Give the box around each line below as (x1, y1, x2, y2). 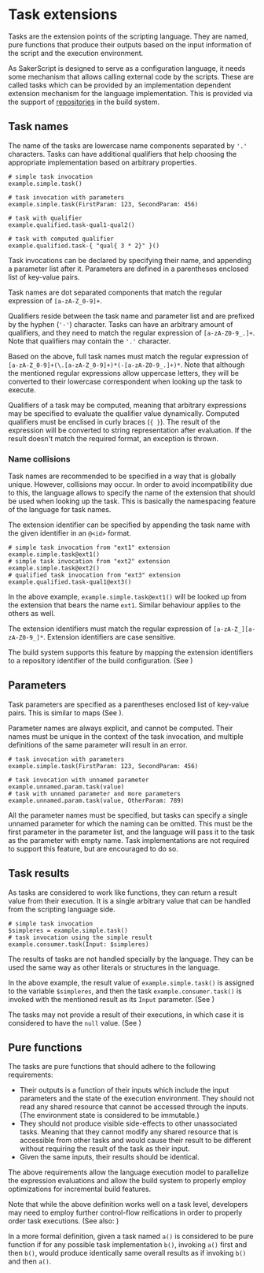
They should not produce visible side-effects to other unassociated (19, 1119, 238, 1128)
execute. (8, 384, 37, 395)
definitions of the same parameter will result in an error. (8, 740, 188, 749)
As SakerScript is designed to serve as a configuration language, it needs (8, 63, 246, 72)
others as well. (8, 609, 56, 618)
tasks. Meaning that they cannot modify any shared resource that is (19, 1127, 239, 1137)
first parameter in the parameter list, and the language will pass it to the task (8, 827, 255, 837)
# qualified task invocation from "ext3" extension (8, 571, 181, 580)
